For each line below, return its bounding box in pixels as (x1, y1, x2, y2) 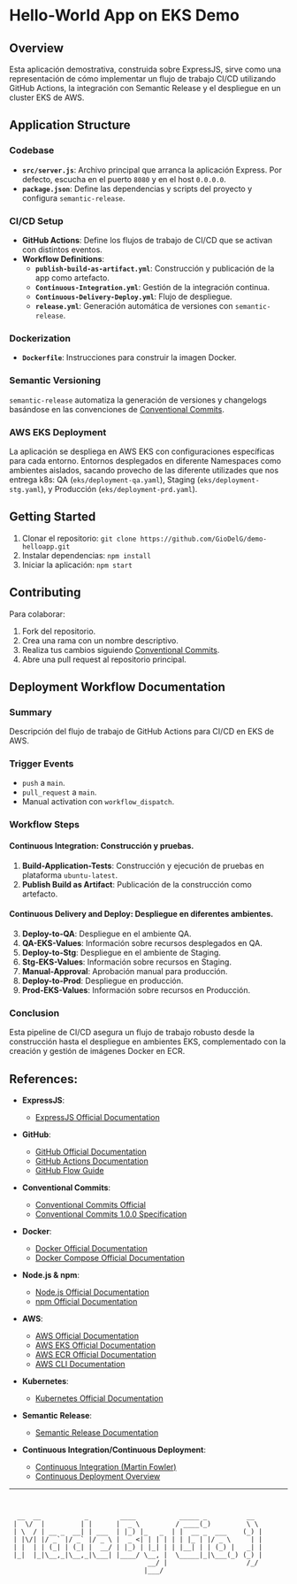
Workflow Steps (9, 819, 80, 831)
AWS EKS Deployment (9, 426, 107, 438)
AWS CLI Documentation (34, 1358, 126, 1369)
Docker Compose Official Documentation (34, 1252, 186, 1263)
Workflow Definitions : (21, 253, 104, 264)
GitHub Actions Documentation (34, 1156, 148, 1166)
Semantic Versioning (9, 374, 102, 387)
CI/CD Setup (9, 214, 64, 227)
